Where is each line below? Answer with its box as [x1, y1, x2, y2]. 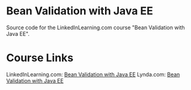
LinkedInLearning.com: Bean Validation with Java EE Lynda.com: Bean [6, 70, 180, 78]
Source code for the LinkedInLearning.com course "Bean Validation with [6, 24, 185, 31]
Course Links [6, 51, 74, 65]
